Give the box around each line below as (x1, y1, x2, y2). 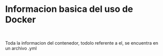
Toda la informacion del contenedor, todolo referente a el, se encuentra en (5, 40, 158, 46)
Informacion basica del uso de (5, 3, 133, 15)
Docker (5, 14, 36, 25)
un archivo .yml (5, 45, 37, 51)
